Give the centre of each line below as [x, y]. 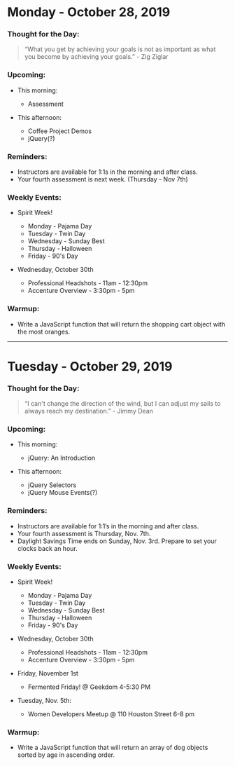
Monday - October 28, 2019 [89, 12]
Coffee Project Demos [60, 131]
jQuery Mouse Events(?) [63, 493]
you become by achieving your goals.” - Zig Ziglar [97, 57]
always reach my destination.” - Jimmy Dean [89, 411]
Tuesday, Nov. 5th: [44, 701]
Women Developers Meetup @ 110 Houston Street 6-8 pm [111, 714]
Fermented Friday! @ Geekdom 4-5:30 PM [89, 687]
